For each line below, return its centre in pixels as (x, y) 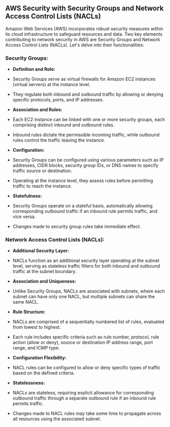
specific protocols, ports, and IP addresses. (58, 100)
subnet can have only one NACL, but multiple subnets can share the (84, 297)
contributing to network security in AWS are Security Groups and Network (83, 39)
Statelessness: (29, 383)
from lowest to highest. (37, 327)
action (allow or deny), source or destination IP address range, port (83, 342)
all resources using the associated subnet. (57, 419)
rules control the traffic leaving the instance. (59, 140)
